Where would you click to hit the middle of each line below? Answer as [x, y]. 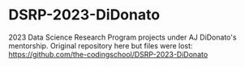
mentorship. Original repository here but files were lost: [101, 45]
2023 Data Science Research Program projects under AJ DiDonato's [122, 37]
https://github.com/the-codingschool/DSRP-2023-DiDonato [108, 54]
